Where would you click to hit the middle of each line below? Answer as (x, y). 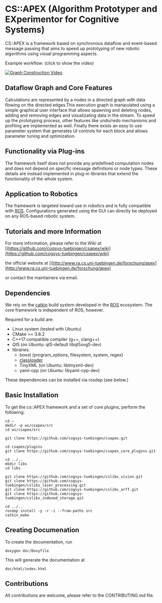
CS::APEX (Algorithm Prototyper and (81, 9)
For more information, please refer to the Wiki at (53, 243)
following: (15, 412)
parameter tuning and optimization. (40, 136)
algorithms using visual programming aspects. (51, 53)
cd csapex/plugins (24, 447)
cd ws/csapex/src (23, 430)
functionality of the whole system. (39, 179)
